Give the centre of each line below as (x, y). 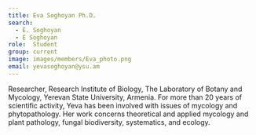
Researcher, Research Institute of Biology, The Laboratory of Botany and (125, 89)
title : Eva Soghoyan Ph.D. (52, 15)
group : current (33, 52)
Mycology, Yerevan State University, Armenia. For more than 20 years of (125, 97)
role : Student (33, 45)
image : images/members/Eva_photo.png (70, 60)
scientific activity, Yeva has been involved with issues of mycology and (123, 105)
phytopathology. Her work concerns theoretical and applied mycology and (128, 114)
